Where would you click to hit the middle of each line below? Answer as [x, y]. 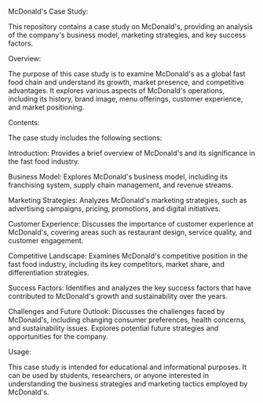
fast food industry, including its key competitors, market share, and [117, 264]
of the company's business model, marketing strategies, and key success [127, 35]
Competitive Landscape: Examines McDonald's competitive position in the [128, 256]
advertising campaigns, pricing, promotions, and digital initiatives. [115, 209]
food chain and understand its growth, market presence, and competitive [126, 82]
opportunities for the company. [58, 336]
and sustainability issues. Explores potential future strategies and [113, 328]
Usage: [20, 352]
